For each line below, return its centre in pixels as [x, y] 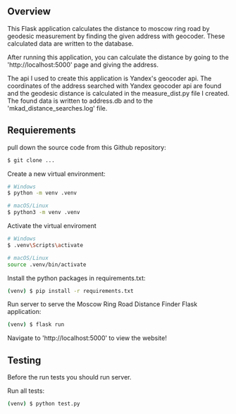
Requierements [42, 131]
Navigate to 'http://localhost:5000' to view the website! [87, 338]
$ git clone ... [31, 160]
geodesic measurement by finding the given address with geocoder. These [116, 36]
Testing [24, 360]
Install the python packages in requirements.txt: [76, 278]
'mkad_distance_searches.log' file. [57, 108]
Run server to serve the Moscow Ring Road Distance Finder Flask [103, 304]
